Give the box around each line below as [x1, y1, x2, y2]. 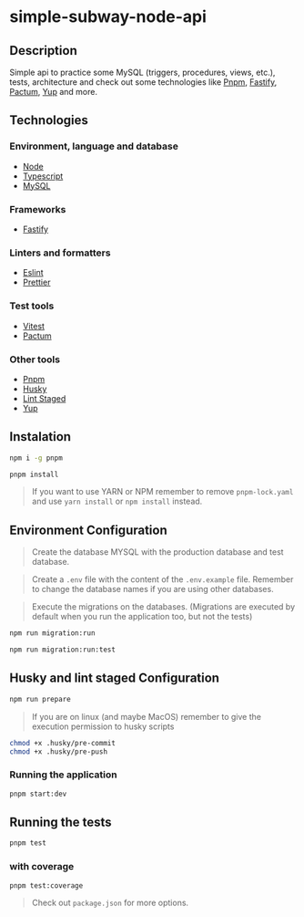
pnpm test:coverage [9, 881, 84, 891]
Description [9, 43, 77, 58]
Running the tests [9, 815, 112, 829]
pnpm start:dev [9, 789, 67, 798]
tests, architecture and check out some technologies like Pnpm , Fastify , [9, 77, 278, 88]
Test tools [9, 299, 55, 312]
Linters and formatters [9, 246, 111, 259]
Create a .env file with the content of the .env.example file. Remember [31, 574, 294, 585]
